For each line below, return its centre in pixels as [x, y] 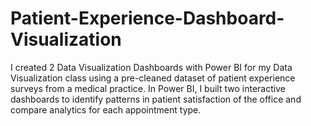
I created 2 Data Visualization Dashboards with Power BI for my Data [151, 67]
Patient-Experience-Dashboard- [147, 18]
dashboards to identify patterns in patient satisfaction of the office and [156, 99]
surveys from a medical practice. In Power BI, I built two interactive [148, 88]
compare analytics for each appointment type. [106, 109]
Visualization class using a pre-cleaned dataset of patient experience [153, 78]
